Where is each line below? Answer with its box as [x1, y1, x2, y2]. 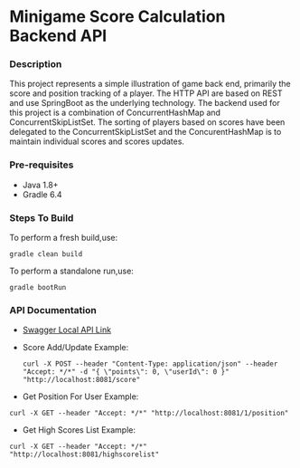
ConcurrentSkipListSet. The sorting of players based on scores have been [9, 117, 286, 128]
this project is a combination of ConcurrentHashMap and [9, 107, 221, 119]
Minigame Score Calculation [9, 6, 226, 27]
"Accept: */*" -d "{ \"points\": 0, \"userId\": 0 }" [22, 368, 230, 377]
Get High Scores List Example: [22, 425, 136, 435]
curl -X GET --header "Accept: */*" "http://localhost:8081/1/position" [9, 409, 289, 418]
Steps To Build [9, 211, 74, 224]
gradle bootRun [9, 283, 67, 292]
